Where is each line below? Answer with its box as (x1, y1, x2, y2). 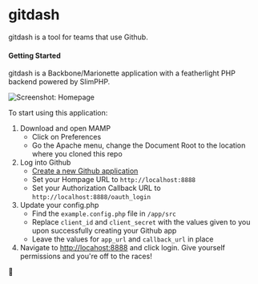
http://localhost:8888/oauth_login (31, 193, 151, 201)
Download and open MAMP (19, 124, 111, 133)
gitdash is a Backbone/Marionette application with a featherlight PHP (8, 68, 236, 78)
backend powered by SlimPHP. (8, 77, 111, 87)
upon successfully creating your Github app (31, 226, 177, 236)
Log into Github (19, 158, 71, 168)
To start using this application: (8, 108, 108, 118)
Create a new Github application (31, 166, 139, 176)
